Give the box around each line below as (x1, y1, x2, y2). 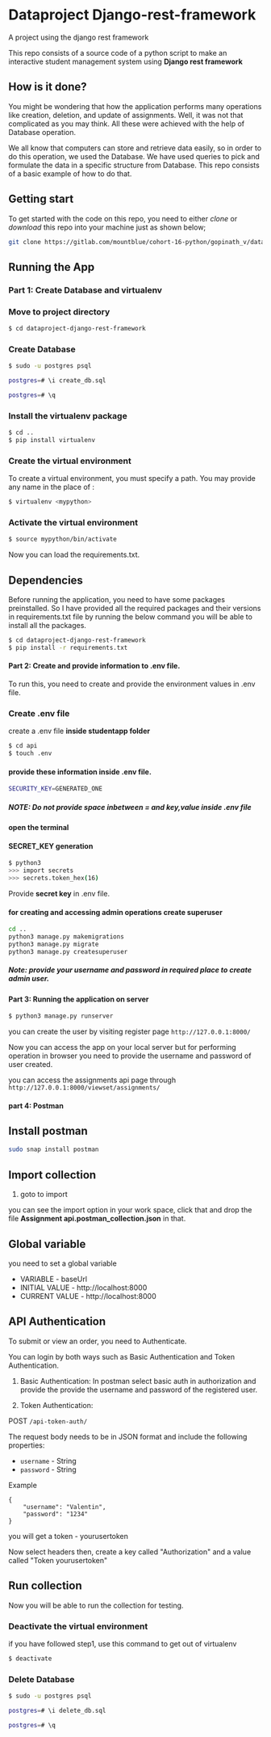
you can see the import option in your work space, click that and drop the (8, 1205, 252, 1215)
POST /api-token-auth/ (8, 1416, 88, 1426)
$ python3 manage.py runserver (8, 1012, 114, 1020)
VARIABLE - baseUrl (19, 1274, 87, 1284)
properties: (8, 1440, 45, 1450)
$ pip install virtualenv (8, 436, 95, 445)
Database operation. (8, 127, 77, 137)
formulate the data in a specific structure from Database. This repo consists (8, 160, 260, 170)
